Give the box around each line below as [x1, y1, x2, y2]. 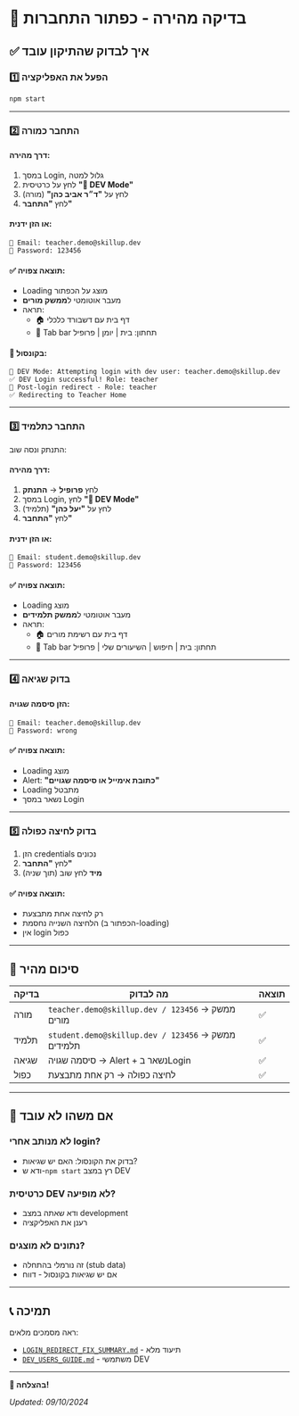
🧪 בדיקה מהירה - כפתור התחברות [9, 8, 247, 29]
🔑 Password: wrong [9, 726, 77, 735]
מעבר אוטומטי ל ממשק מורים [21, 294, 122, 306]
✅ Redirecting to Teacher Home [9, 391, 127, 400]
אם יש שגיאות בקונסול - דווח [21, 1269, 117, 1279]
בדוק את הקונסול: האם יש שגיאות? [21, 1155, 138, 1166]
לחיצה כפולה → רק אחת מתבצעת [47, 1069, 176, 1081]
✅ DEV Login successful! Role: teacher [9, 375, 158, 385]
